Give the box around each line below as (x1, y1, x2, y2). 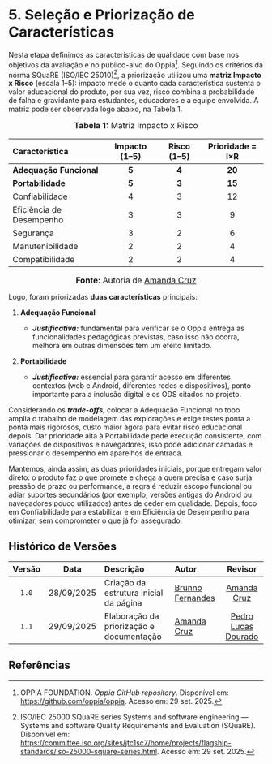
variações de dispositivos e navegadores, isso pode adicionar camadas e (8, 440, 253, 450)
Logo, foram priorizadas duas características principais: (8, 292, 198, 302)
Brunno (174, 582, 202, 594)
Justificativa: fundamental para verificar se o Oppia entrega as (32, 323, 244, 334)
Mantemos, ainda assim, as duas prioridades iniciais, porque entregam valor (8, 464, 263, 474)
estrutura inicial (104, 587, 164, 598)
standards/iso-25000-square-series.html (19, 746, 158, 756)
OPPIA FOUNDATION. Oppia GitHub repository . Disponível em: (19, 688, 229, 697)
